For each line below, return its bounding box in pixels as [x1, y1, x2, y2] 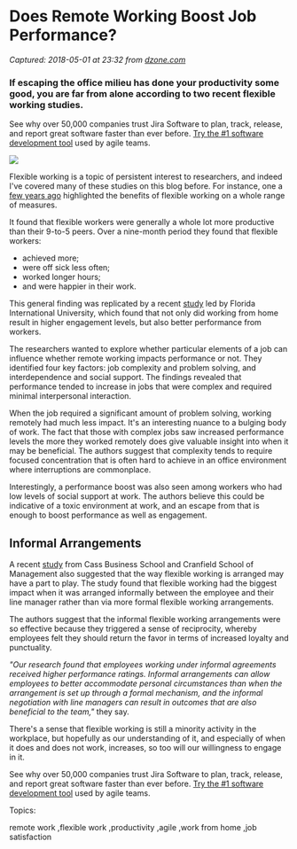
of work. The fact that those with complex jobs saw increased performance [9, 427, 285, 438]
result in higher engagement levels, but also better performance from [9, 317, 262, 328]
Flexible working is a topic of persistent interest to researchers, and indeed [9, 171, 283, 183]
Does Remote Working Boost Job [9, 6, 257, 27]
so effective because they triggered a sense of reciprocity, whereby [9, 623, 257, 635]
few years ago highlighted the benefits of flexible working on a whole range [9, 191, 285, 201]
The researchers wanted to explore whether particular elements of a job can [9, 344, 288, 354]
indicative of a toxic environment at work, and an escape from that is [9, 501, 260, 511]
